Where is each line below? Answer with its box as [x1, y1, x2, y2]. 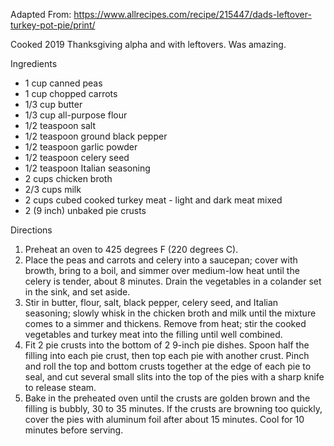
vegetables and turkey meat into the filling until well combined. [24, 329, 283, 340]
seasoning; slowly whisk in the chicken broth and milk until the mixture [24, 307, 317, 319]
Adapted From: [10, 9, 72, 20]
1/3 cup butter [24, 99, 83, 110]
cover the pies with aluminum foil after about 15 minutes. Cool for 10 [24, 414, 305, 425]
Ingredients [10, 58, 58, 69]
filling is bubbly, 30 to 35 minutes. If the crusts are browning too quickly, [24, 403, 323, 414]
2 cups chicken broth [24, 173, 113, 184]
